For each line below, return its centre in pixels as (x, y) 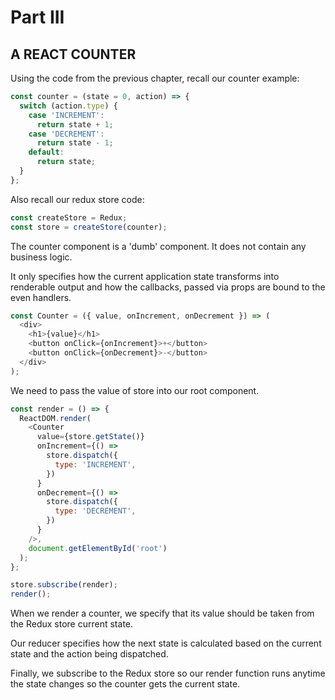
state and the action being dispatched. (89, 654)
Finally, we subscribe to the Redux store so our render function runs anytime (168, 673)
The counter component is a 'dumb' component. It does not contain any (158, 246)
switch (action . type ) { (68, 106)
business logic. (41, 257)
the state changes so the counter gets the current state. (125, 684)
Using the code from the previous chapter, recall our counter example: (155, 78)
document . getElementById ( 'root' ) (98, 548)
